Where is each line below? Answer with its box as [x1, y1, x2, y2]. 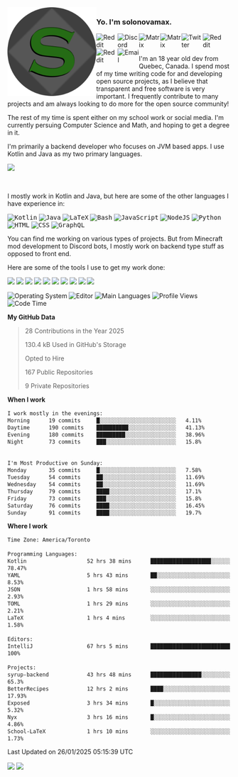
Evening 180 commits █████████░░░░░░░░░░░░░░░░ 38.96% [7, 431, 205, 439]
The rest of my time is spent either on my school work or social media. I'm [7, 114, 225, 122]
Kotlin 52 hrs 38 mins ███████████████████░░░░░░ [7, 558, 231, 565]
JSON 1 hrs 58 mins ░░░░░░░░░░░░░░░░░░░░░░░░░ [7, 586, 231, 593]
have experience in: [7, 199, 65, 208]
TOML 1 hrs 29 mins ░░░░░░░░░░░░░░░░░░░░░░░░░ [7, 600, 231, 607]
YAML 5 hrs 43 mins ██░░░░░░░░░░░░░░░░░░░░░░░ [7, 572, 231, 579]
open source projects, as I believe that [96, 77, 208, 86]
